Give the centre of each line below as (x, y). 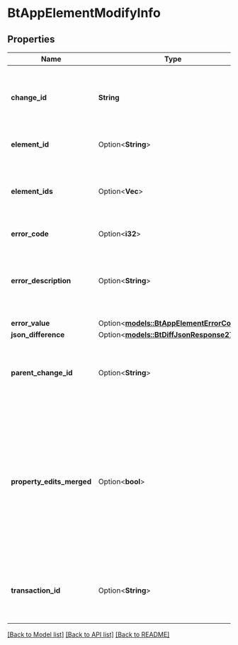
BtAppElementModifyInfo (84, 13)
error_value (30, 323)
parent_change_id (42, 373)
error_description (41, 281)
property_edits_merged (51, 481)
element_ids (32, 191)
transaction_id (36, 590)
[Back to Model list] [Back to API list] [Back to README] (89, 634)
